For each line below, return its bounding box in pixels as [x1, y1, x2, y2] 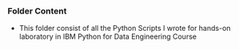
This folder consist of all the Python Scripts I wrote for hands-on [18, 24, 231, 33]
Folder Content [7, 6, 67, 17]
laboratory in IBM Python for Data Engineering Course [18, 32, 197, 41]
